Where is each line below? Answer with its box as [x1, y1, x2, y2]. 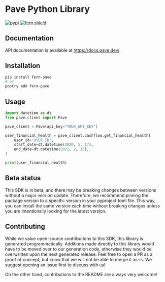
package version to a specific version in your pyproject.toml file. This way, [5, 198, 156, 203]
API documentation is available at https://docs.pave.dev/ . [5, 47, 121, 53]
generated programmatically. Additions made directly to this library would [5, 241, 154, 246]
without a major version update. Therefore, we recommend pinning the [5, 192, 149, 198]
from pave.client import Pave [5, 115, 67, 120]
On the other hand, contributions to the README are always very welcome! [5, 271, 158, 277]
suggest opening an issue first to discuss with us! [5, 262, 106, 268]
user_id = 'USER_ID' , [14, 137, 54, 143]
